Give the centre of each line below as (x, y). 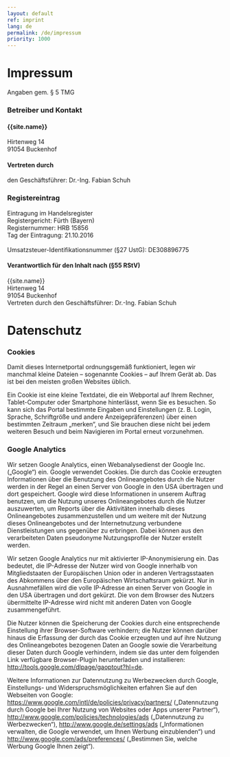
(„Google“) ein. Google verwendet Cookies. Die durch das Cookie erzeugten (114, 472)
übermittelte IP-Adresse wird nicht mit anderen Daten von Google (100, 602)
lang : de (20, 26)
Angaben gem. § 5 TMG (41, 92)
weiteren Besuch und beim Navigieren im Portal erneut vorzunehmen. (106, 432)
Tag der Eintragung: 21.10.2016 (50, 235)
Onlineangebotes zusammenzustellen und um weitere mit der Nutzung (107, 516)
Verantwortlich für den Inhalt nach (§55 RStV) (74, 265)
